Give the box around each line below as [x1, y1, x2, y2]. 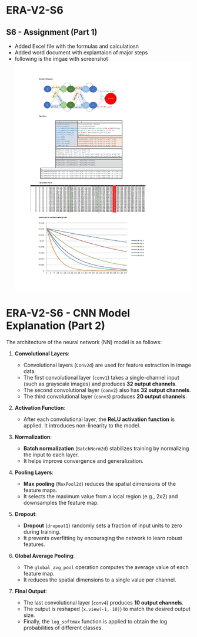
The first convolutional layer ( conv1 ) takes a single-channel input [23, 374, 179, 381]
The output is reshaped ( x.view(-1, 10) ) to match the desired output [23, 605, 191, 612]
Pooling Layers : [14, 469, 54, 476]
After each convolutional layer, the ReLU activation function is [23, 416, 175, 423]
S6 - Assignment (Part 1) [6, 27, 98, 37]
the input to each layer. [23, 451, 79, 458]
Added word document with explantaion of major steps [14, 49, 148, 56]
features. [23, 541, 46, 548]
